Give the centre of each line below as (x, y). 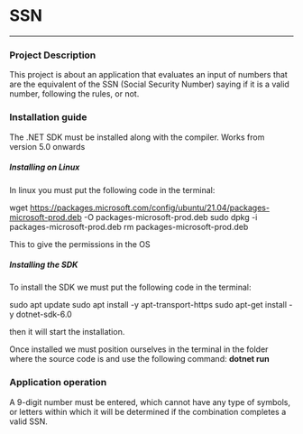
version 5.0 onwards (47, 146)
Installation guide (48, 117)
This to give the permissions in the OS (80, 244)
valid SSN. (28, 421)
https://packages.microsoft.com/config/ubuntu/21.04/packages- (150, 208)
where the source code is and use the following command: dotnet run (139, 359)
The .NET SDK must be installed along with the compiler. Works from (137, 137)
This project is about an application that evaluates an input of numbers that (149, 75)
